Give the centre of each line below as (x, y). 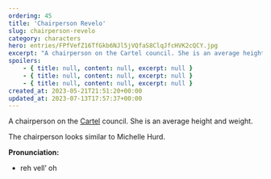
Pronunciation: (34, 152)
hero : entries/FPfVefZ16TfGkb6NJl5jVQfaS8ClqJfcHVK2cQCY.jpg (113, 46)
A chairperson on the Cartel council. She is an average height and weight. (131, 121)
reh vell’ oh (39, 168)
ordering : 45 (30, 16)
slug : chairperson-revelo (52, 31)
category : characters (45, 38)
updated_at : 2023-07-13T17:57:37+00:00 (75, 98)
